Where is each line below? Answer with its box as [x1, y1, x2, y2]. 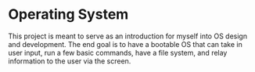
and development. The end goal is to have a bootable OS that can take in [8, 39, 242, 49]
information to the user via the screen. [8, 56, 131, 66]
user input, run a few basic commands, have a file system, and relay [8, 48, 228, 57]
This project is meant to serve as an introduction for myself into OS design [8, 31, 248, 41]
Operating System [8, 5, 129, 23]
